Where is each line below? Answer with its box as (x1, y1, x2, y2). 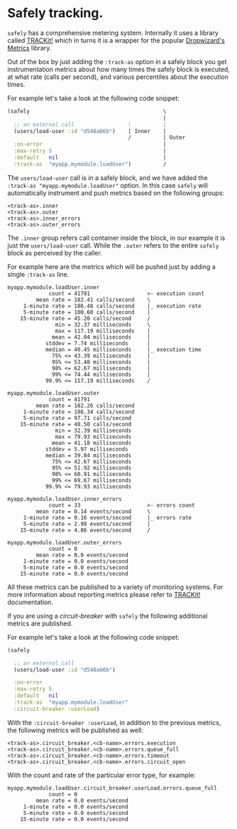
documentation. (7, 598, 54, 606)
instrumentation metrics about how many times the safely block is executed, (7, 65, 231, 73)
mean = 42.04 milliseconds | (52, 333, 151, 341)
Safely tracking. (7, 5, 104, 21)
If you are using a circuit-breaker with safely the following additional (7, 611, 208, 620)
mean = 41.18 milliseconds (52, 439, 132, 446)
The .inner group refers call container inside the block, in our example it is (7, 233, 226, 242)
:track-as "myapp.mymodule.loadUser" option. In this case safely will (7, 181, 208, 189)
